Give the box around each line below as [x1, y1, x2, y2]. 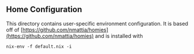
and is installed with [94, 32, 143, 39]
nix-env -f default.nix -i [6, 44, 72, 49]
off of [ [6, 26, 23, 33]
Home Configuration [6, 5, 83, 15]
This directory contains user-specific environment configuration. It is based [6, 20, 189, 27]
